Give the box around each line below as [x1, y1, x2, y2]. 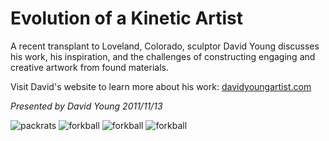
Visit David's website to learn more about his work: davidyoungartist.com [10, 80, 312, 92]
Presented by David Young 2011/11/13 [10, 100, 163, 112]
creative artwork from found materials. [10, 61, 169, 73]
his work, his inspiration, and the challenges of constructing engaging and [10, 50, 316, 62]
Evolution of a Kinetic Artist [10, 7, 244, 30]
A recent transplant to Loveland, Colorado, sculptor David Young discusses [10, 40, 320, 52]
